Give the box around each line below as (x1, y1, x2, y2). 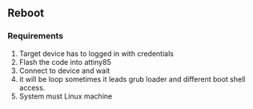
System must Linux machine (18, 91, 113, 101)
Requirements (7, 30, 64, 42)
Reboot (7, 6, 45, 20)
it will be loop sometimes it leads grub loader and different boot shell (18, 74, 246, 83)
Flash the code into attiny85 (18, 57, 111, 67)
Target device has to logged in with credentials (18, 48, 174, 59)
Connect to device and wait (18, 66, 110, 75)
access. (18, 83, 46, 92)
